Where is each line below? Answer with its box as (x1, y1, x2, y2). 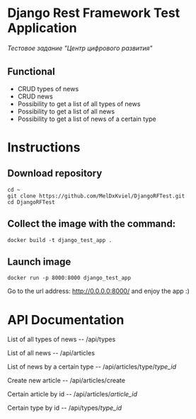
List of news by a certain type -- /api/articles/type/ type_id (7, 362, 177, 371)
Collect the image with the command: (7, 218, 176, 230)
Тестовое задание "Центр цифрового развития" (7, 44, 153, 52)
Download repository (7, 168, 103, 180)
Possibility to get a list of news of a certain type (17, 115, 157, 123)
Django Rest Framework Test (7, 5, 180, 21)
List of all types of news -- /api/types (7, 335, 116, 344)
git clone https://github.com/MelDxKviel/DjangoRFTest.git (7, 193, 185, 200)
